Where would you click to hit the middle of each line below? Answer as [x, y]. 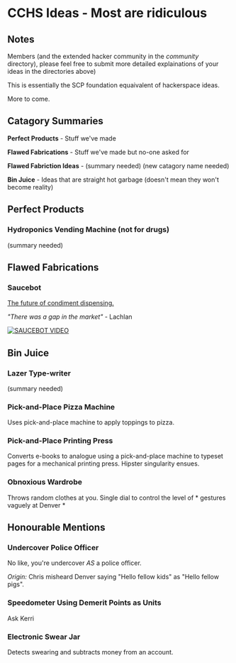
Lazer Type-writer [39, 373]
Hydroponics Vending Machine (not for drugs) [89, 230]
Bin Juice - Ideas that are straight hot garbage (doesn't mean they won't [113, 180]
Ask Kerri [21, 618]
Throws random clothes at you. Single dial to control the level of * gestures [117, 498]
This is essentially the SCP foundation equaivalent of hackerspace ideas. [113, 85]
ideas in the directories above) [52, 71]
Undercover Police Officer [53, 548]
